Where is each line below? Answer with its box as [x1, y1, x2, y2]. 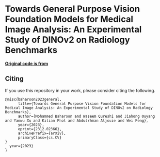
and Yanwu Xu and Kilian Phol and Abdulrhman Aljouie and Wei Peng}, [5, 118, 149, 123]
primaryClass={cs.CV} [17, 135, 62, 140]
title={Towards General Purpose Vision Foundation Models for [17, 101, 146, 106]
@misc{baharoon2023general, [5, 97, 62, 102]
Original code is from [5, 61, 48, 66]
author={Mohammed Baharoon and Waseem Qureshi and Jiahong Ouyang [17, 114, 155, 119]
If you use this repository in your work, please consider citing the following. [5, 87, 156, 93]
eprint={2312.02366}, [17, 126, 62, 131]
